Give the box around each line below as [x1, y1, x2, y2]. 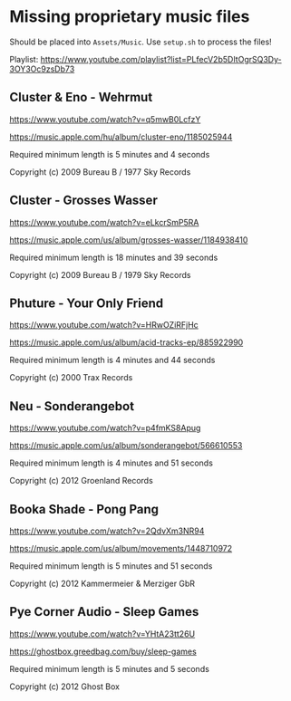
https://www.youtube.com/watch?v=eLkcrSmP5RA [9, 216, 199, 227]
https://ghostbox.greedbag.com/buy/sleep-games [9, 646, 197, 657]
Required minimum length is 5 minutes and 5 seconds [9, 663, 210, 674]
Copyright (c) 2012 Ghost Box [9, 681, 121, 692]
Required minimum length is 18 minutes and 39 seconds [9, 252, 218, 263]
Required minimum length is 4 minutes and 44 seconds [9, 355, 216, 366]
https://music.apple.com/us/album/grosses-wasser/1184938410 [9, 234, 248, 245]
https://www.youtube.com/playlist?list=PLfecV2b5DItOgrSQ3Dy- [40, 53, 283, 64]
